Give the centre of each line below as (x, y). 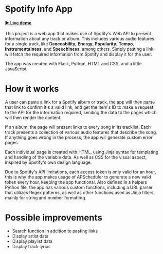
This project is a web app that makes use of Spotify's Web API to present (78, 34)
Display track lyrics (31, 247)
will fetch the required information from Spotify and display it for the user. (79, 54)
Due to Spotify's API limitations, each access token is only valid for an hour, (81, 172)
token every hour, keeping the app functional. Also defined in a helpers (76, 182)
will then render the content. (33, 117)
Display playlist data (32, 241)
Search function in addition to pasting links (55, 231)
